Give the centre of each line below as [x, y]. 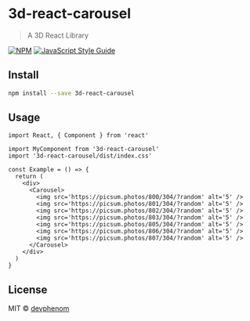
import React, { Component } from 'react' [78, 135]
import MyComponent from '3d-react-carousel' [83, 150]
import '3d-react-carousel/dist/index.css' [80, 156]
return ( [29, 177]
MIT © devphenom [39, 308]
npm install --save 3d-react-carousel [71, 93]
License [28, 289]
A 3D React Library [58, 35]
